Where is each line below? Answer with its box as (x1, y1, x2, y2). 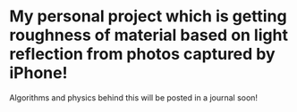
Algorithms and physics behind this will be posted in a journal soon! (9, 92, 258, 103)
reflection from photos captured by (9, 44, 276, 64)
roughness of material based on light (9, 25, 289, 45)
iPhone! (9, 63, 68, 84)
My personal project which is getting (9, 6, 288, 27)
